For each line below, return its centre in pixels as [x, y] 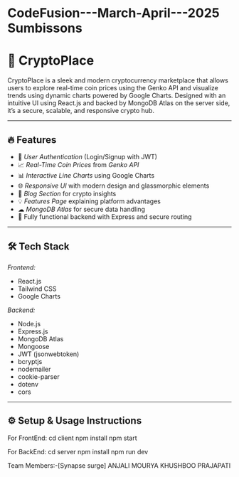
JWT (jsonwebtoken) [48, 354]
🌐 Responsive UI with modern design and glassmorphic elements [113, 186]
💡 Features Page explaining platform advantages [89, 201]
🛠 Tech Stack [38, 247]
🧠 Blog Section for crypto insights [67, 193]
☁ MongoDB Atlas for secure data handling [81, 209]
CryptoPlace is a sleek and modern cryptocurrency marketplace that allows [118, 80]
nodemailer [34, 369]
